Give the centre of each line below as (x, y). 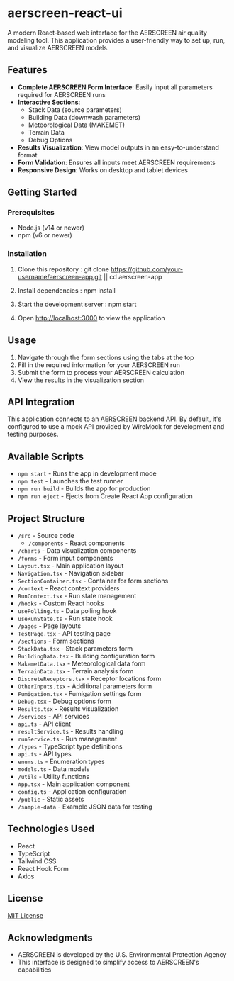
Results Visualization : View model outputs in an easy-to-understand (118, 147)
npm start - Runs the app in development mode (87, 473)
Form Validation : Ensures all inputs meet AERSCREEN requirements (117, 162)
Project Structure (46, 518)
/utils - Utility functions (54, 776)
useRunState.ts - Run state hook (65, 618)
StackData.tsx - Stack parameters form (75, 648)
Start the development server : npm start (77, 304)
